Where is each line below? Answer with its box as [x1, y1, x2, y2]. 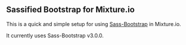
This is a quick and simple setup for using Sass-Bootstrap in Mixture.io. [6, 20, 181, 27]
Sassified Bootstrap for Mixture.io [6, 5, 135, 15]
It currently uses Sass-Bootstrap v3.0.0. [6, 32, 104, 39]
